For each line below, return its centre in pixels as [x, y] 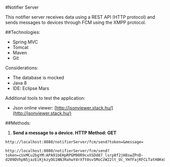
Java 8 [19, 83]
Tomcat [20, 47]
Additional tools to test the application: [45, 98]
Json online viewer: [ [34, 108]
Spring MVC [25, 42]
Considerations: [22, 68]
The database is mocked [38, 77]
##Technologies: [23, 32]
